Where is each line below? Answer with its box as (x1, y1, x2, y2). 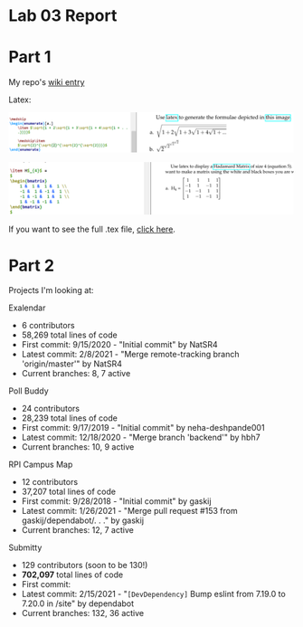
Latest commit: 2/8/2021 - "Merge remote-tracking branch (21, 349, 240, 360)
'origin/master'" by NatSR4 (21, 358, 123, 369)
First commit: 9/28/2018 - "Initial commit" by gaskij (21, 496, 212, 507)
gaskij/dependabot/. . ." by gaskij (21, 515, 145, 526)
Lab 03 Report (8, 5, 118, 26)
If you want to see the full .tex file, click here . (8, 223, 175, 234)
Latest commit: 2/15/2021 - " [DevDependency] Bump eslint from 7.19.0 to (21, 589, 286, 600)
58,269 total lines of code (21, 329, 118, 340)
